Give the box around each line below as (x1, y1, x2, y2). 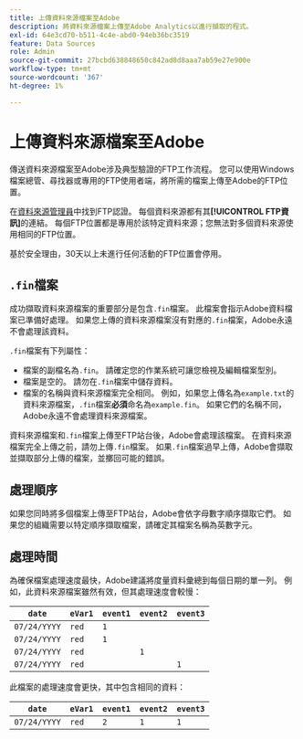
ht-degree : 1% (9, 81, 64, 90)
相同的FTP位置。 (16, 228, 81, 239)
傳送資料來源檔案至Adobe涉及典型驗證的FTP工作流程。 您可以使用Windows (9, 164, 295, 174)
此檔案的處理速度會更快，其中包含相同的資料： (9, 681, 185, 692)
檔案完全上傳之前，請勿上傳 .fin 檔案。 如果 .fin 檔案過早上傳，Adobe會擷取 (9, 441, 294, 452)
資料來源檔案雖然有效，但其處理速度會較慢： (33, 586, 202, 596)
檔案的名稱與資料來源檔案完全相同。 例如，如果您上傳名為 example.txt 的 (22, 387, 295, 398)
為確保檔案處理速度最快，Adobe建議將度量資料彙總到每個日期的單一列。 (9, 575, 283, 586)
